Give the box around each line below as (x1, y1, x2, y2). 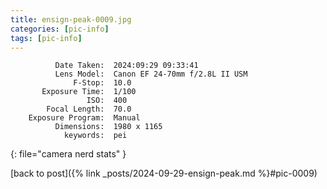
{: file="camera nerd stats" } (10, 148, 127, 160)
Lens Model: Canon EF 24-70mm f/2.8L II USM (54, 69, 248, 80)
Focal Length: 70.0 (46, 104, 132, 115)
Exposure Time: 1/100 (41, 87, 137, 97)
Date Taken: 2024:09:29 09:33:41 (54, 61, 199, 71)
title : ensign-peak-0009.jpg (10, 14, 132, 25)
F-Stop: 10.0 (73, 78, 132, 88)
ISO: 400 (86, 96, 128, 106)
